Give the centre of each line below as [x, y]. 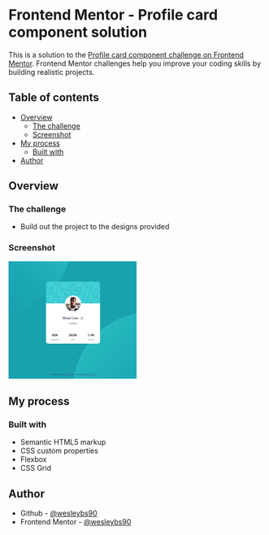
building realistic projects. [52, 72]
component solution [78, 32]
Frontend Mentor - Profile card [113, 15]
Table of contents [54, 98]
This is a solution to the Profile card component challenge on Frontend [126, 54]
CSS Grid [35, 468]
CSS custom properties [59, 451]
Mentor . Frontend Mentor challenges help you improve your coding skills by [135, 63]
